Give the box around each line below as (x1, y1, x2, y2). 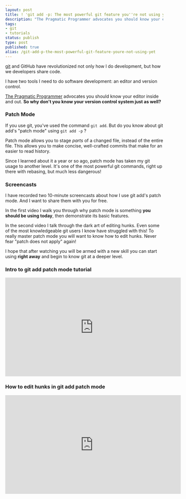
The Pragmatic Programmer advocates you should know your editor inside (5, 93, 159, 99)
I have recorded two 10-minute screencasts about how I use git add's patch (5, 193, 161, 199)
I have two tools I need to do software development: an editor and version (5, 78, 157, 84)
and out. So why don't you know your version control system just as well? (5, 98, 161, 104)
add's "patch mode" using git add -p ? (5, 127, 87, 133)
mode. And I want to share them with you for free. (5, 198, 108, 204)
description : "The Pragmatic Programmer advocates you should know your (5, 17, 160, 22)
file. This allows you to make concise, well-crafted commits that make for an (5, 142, 162, 148)
